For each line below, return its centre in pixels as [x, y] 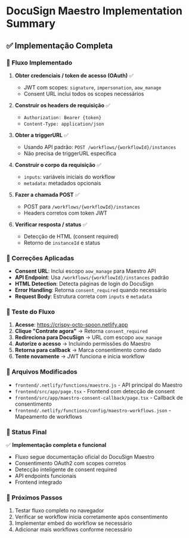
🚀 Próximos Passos [34, 497]
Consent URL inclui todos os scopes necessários [84, 94]
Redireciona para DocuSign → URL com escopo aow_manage [89, 337]
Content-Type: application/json [64, 124]
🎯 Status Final [27, 432]
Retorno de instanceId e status [62, 242]
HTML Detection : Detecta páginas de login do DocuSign [84, 284]
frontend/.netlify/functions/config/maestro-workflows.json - [93, 410]
